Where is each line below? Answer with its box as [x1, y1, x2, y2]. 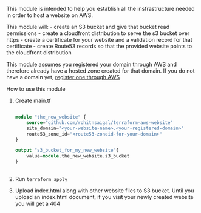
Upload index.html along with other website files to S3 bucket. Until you [15, 187, 194, 194]
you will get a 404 [15, 200, 61, 207]
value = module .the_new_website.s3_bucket [26, 153, 130, 159]
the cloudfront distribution [6, 49, 72, 56]
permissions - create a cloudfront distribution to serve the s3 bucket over [6, 30, 190, 37]
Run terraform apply [15, 175, 68, 182]
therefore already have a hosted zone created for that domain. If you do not [6, 67, 196, 74]
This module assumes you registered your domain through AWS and [6, 61, 177, 68]
